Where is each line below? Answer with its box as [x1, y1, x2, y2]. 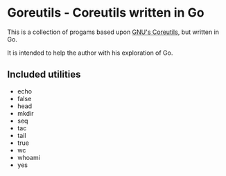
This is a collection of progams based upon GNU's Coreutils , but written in [7, 28, 220, 36]
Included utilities [7, 69, 81, 80]
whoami [17, 153, 40, 161]
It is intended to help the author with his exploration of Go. [7, 49, 173, 57]
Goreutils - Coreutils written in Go [7, 5, 205, 21]
